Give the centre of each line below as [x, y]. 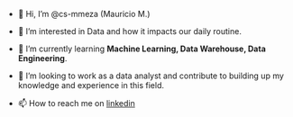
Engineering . [42, 58]
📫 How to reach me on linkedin [76, 103]
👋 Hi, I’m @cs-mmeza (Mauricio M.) [84, 14]
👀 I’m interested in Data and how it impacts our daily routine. [129, 31]
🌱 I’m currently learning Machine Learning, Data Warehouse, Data [142, 49]
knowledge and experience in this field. [91, 85]
